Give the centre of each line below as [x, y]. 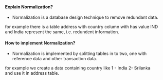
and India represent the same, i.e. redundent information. [62, 32]
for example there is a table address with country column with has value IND [81, 27]
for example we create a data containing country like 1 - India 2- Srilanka [78, 68]
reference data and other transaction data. [54, 59]
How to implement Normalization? [40, 43]
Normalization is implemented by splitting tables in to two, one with [79, 53]
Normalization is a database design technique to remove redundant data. [85, 17]
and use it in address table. [32, 73]
